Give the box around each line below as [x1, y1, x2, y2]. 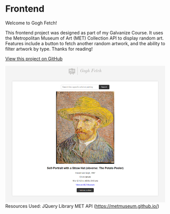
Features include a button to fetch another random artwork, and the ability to [5, 40, 165, 46]
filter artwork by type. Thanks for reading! [5, 46, 93, 52]
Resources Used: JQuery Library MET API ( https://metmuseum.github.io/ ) [5, 203, 160, 209]
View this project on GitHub [5, 55, 63, 61]
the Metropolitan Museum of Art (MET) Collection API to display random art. [5, 35, 164, 41]
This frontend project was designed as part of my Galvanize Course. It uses [5, 29, 163, 35]
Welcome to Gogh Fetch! [5, 20, 57, 26]
